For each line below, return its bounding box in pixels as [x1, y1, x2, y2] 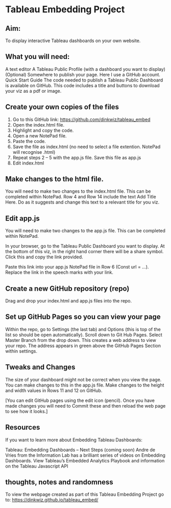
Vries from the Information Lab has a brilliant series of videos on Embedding [5, 452, 166, 458]
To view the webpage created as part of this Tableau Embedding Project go [5, 491, 164, 498]
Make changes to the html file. [5, 175, 104, 184]
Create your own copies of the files [5, 103, 119, 111]
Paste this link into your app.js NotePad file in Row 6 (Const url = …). [5, 264, 149, 270]
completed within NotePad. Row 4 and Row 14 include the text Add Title [5, 194, 157, 200]
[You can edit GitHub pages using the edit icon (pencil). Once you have [5, 397, 155, 403]
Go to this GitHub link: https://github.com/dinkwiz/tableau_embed [12, 116, 151, 123]
